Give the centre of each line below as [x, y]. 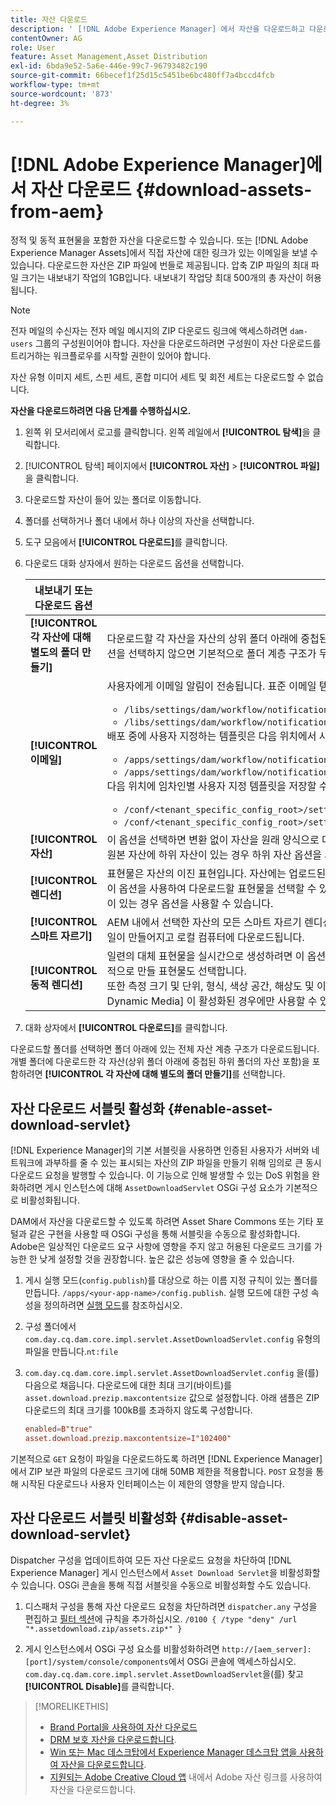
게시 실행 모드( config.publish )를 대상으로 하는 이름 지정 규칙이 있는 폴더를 [171, 1280]
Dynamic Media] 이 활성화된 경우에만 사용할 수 [212, 1001]
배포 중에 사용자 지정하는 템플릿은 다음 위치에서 [211, 736]
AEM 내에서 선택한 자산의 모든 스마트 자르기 [204, 923]
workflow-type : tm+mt [55, 85]
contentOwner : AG [46, 38]
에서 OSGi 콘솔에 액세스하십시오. [232, 1661]
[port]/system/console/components [96, 1662]
